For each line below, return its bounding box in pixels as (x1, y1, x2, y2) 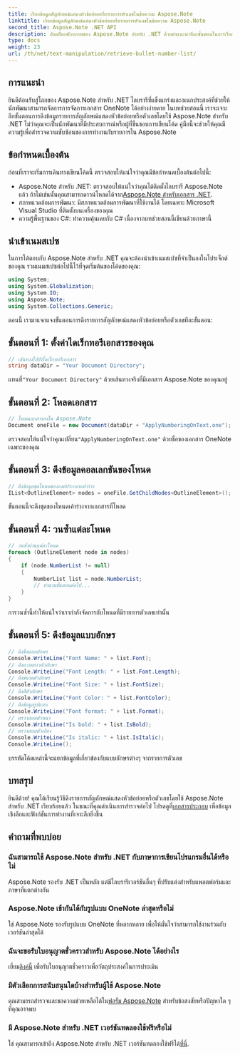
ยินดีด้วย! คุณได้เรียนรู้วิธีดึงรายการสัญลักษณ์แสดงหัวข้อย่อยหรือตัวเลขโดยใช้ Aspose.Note (8, 793, 224, 802)
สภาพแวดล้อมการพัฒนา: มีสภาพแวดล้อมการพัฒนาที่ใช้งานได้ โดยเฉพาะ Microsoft (18, 197, 214, 207)
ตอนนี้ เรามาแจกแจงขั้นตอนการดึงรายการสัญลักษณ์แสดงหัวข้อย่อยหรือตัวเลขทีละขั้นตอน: (8, 315, 213, 324)
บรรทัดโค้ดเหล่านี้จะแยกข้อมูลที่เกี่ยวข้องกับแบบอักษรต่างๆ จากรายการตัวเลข (8, 753, 182, 762)
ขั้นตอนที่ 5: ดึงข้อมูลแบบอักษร (8, 629, 116, 642)
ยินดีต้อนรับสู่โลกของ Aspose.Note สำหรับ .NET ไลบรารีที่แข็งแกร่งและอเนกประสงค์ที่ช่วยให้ (8, 96, 230, 104)
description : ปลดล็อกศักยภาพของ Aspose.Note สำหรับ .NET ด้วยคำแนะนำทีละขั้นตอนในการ (8, 30, 225, 38)
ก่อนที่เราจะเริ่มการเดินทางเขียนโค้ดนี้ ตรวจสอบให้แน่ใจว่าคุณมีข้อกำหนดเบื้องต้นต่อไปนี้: (8, 168, 212, 176)
